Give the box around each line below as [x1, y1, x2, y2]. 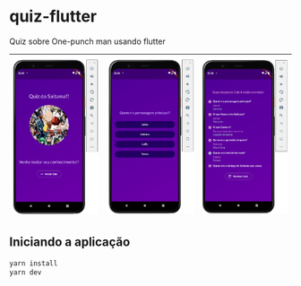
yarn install [9, 259, 58, 268]
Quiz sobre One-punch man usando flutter [9, 36, 166, 47]
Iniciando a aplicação [9, 234, 131, 249]
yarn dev [9, 268, 42, 277]
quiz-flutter [9, 6, 97, 27]
